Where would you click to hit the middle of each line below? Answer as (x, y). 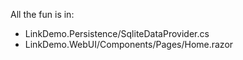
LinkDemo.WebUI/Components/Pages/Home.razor (129, 44)
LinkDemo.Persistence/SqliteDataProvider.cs (117, 33)
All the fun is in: (42, 14)
